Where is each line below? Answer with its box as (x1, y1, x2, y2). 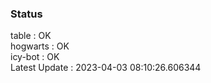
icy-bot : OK (10, 51, 60, 63)
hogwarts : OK (10, 40, 70, 52)
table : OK (10, 30, 52, 42)
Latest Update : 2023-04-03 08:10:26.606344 (10, 62, 202, 74)
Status (10, 7, 43, 21)
